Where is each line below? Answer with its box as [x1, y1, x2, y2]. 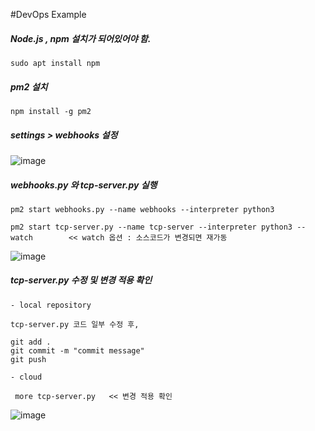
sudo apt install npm [10, 58, 101, 68]
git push [10, 354, 47, 364]
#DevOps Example [10, 9, 87, 20]
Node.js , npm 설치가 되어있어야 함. [10, 32, 152, 44]
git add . [10, 337, 52, 347]
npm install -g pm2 [10, 106, 92, 116]
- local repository [10, 300, 92, 310]
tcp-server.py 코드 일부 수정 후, [10, 319, 140, 329]
